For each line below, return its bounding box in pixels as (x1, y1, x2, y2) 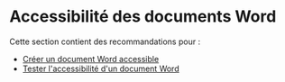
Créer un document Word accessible (22, 53, 160, 64)
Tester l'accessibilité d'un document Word (22, 63, 179, 74)
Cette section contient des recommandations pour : (9, 36, 201, 47)
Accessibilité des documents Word (9, 6, 277, 27)
